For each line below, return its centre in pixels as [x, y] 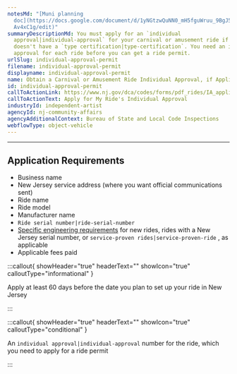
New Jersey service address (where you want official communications [120, 185]
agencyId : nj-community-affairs [55, 112]
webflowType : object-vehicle [50, 125]
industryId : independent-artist [55, 106]
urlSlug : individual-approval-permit [63, 60]
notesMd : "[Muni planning [45, 14]
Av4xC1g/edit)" [36, 27]
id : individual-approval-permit [55, 86]
